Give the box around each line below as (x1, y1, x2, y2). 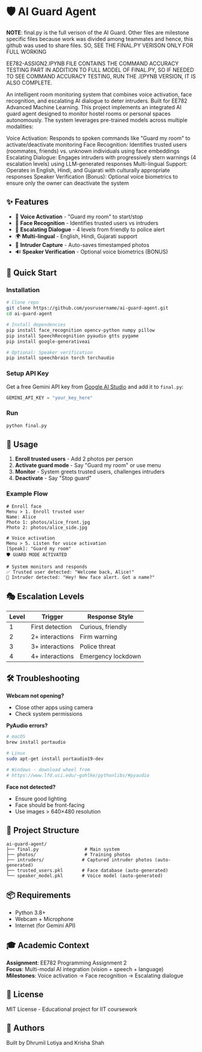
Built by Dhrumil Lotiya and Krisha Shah (6, 1039, 104, 1046)
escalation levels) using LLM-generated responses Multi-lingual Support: (6, 160, 188, 167)
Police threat (80, 642, 116, 651)
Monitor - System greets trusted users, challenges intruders (14, 468, 165, 476)
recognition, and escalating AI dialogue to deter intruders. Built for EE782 (6, 97, 188, 104)
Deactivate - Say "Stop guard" (14, 474, 92, 482)
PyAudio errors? (6, 722, 48, 729)
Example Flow (6, 489, 48, 498)
